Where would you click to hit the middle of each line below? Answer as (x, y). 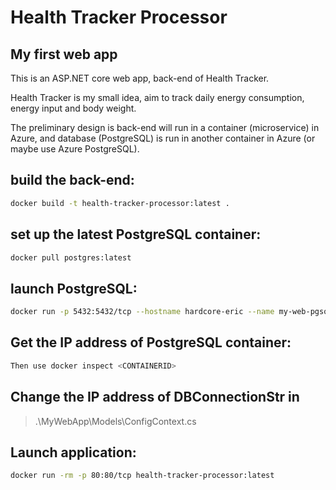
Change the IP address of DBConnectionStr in (155, 397)
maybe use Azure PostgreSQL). (75, 149)
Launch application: (73, 452)
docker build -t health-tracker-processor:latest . (120, 203)
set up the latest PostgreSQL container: (136, 234)
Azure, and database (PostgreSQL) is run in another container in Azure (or (163, 138)
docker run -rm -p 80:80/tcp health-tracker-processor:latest (142, 476)
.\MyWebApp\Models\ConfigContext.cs (115, 421)
